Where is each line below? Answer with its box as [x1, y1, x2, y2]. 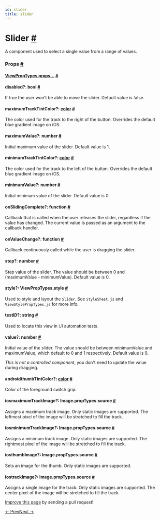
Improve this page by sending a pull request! [5, 499, 94, 505]
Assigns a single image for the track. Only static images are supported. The [5, 484, 155, 491]
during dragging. [5, 365, 39, 371]
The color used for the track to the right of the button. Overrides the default [5, 117, 156, 122]
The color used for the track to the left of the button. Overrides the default [5, 166, 153, 172]
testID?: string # [5, 312, 38, 318]
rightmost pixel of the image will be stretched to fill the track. [5, 441, 126, 447]
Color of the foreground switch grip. [5, 387, 77, 393]
